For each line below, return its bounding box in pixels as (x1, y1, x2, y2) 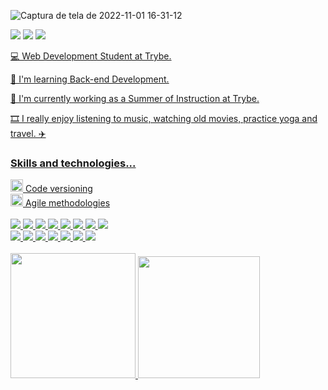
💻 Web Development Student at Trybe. (10, 50, 172, 62)
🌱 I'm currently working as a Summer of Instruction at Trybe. (10, 93, 260, 104)
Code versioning (24, 183, 93, 195)
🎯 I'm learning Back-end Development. (10, 73, 170, 85)
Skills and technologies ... (10, 156, 137, 170)
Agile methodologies (24, 197, 111, 209)
